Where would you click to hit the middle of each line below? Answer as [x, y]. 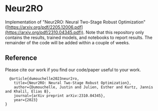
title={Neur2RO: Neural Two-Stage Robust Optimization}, [73, 83]
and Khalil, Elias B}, [28, 91]
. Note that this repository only [114, 32]
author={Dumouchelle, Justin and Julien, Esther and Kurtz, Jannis [83, 87]
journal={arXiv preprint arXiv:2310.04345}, [60, 95]
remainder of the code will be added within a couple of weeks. [68, 42]
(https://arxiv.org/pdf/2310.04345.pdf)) [44, 32]
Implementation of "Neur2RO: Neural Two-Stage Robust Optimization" [75, 22]
